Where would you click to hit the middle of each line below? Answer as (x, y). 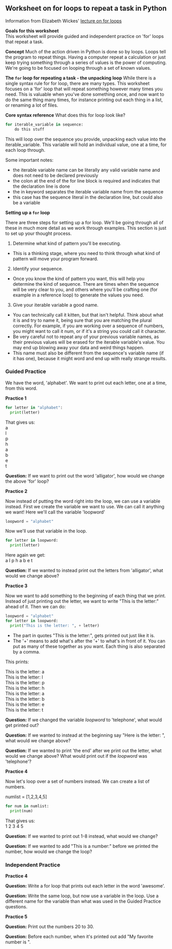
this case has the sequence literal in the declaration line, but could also (88, 197)
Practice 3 (16, 586)
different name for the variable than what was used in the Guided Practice (83, 901)
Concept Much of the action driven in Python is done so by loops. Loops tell (86, 51)
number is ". (18, 942)
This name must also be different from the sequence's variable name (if (88, 353)
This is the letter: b (25, 699)
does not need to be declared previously (55, 175)
